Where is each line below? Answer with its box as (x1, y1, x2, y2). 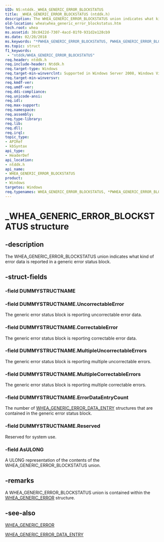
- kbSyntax (5, 144, 27, 149)
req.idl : (5, 99, 23, 103)
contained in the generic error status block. (5, 410, 92, 417)
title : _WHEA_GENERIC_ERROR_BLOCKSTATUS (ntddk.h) (5, 12, 110, 17)
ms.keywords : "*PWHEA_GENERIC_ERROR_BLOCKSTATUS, (5, 39, 108, 44)
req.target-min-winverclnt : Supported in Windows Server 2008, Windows (5, 71, 154, 76)
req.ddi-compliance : (5, 89, 47, 94)
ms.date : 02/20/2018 (5, 35, 47, 40)
